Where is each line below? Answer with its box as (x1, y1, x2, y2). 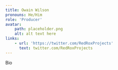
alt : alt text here (14, 31, 56, 36)
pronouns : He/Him (5, 12, 43, 17)
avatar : (5, 21, 22, 27)
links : (5, 36, 19, 41)
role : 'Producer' (5, 17, 43, 22)
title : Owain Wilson (5, 7, 50, 13)
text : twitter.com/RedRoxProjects (18, 45, 93, 51)
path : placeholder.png (14, 27, 63, 32)
